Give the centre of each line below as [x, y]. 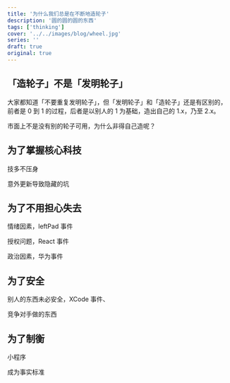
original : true [30, 54]
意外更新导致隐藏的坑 [38, 184]
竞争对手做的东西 [32, 314]
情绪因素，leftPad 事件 [40, 226]
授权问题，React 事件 [38, 242]
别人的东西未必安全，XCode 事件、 [58, 299]
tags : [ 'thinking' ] [36, 27]
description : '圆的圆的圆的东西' [52, 20]
